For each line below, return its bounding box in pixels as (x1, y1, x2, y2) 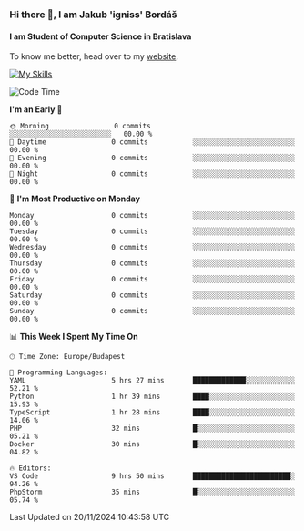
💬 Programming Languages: (9, 368, 107, 377)
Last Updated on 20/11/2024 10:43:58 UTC (9, 512, 170, 523)
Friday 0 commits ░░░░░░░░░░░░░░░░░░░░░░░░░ (9, 275, 296, 284)
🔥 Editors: (9, 464, 52, 473)
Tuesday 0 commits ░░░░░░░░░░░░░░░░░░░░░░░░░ (9, 227, 296, 236)
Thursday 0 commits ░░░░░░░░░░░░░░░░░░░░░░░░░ (9, 259, 296, 268)
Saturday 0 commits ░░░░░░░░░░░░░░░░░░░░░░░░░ (9, 291, 296, 300)
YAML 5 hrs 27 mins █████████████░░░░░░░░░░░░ (9, 376, 296, 385)
